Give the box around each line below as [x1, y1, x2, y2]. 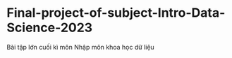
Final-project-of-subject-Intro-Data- [6, 5, 226, 21]
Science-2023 [6, 20, 93, 36]
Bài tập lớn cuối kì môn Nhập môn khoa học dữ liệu [6, 43, 154, 51]
